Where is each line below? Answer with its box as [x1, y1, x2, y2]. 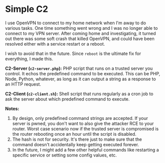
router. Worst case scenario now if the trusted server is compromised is [12, 125, 159, 132]
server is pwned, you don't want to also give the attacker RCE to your [12, 120, 154, 126]
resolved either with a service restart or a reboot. [5, 41, 106, 47]
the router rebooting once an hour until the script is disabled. [12, 131, 137, 137]
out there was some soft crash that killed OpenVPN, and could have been [5, 36, 155, 42]
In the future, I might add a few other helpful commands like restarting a [12, 147, 159, 153]
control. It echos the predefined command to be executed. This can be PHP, [5, 70, 161, 76]
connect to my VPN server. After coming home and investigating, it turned [5, 30, 156, 36]
